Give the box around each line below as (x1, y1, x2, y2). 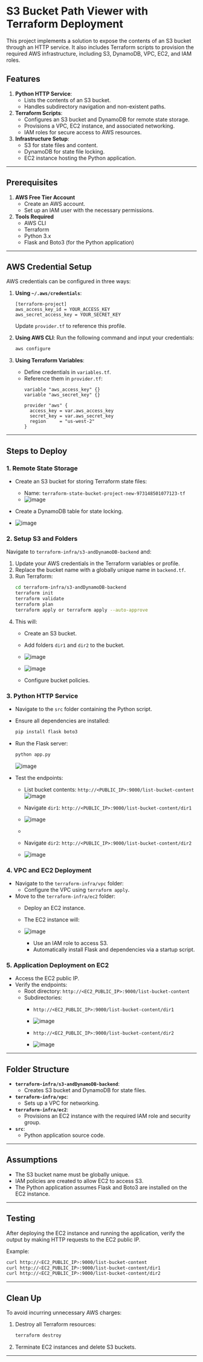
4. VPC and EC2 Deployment (6, 866, 92, 874)
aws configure (14, 346, 51, 352)
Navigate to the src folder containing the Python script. (14, 705, 152, 712)
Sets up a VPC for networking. (24, 1099, 100, 1107)
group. (24, 1119, 41, 1126)
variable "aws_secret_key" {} (24, 392, 101, 398)
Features (6, 74, 40, 84)
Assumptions (6, 1154, 58, 1165)
